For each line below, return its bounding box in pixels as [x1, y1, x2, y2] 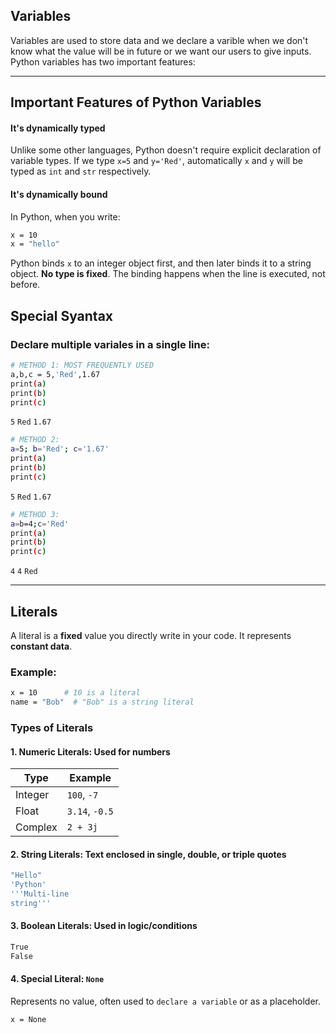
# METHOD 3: [10, 509, 60, 519]
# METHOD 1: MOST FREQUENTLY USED [10, 360, 155, 371]
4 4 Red [10, 567, 38, 577]
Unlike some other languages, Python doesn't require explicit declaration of [10, 144, 322, 156]
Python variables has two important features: [10, 55, 196, 68]
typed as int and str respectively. [10, 165, 152, 178]
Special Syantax [10, 307, 114, 324]
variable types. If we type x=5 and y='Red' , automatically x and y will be [10, 155, 303, 167]
